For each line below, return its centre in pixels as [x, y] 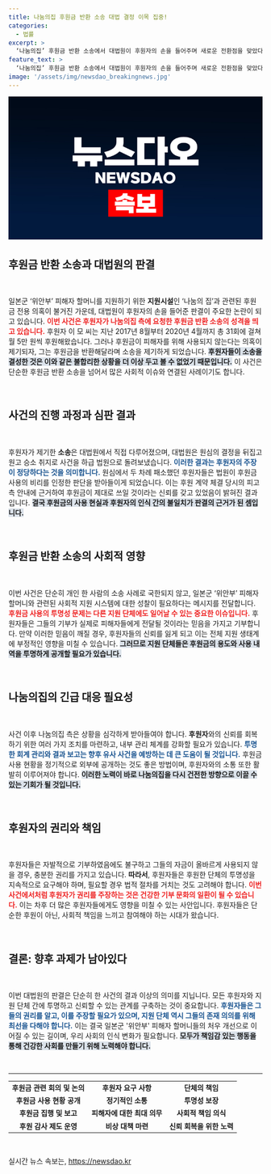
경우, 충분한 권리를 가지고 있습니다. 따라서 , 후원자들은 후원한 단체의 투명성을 [136, 875]
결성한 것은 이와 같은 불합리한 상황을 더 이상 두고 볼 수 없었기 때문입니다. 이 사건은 [135, 362]
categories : [28, 25]
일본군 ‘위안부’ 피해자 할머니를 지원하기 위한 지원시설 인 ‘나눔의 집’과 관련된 [125, 301]
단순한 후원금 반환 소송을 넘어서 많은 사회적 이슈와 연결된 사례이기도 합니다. [127, 372]
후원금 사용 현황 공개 [48, 1100]
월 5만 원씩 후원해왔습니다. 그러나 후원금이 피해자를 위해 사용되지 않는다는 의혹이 [135, 342]
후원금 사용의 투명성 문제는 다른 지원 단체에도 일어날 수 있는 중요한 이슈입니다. [129, 613]
